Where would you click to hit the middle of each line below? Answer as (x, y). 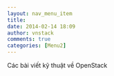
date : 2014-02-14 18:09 (41, 26)
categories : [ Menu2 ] (37, 46)
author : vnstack (30, 33)
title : (17, 20)
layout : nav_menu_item (40, 13)
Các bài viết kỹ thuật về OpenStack (57, 65)
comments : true (29, 39)
